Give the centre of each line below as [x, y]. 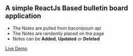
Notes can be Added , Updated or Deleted [56, 38]
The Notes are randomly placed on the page [58, 33]
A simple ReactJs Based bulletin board [67, 8]
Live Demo [16, 48]
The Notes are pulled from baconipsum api [57, 28]
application [23, 16]
